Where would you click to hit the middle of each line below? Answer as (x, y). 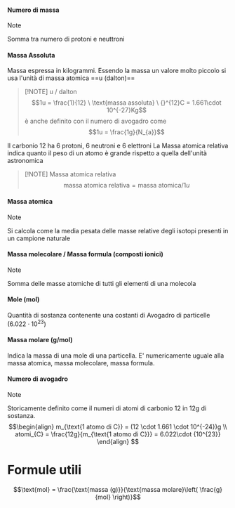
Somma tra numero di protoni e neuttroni (66, 39)
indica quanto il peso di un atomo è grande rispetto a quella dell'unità (107, 153)
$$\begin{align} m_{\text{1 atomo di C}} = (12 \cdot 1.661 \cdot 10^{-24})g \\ (118, 427)
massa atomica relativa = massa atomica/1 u (127, 185)
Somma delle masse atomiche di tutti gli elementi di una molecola (102, 283)
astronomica (25, 161)
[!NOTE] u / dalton (51, 92)
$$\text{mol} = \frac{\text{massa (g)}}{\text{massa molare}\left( (106, 490)
